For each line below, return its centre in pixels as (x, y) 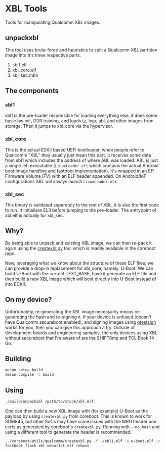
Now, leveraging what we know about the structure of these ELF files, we (80, 263)
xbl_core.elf (24, 70)
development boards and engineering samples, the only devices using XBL (81, 333)
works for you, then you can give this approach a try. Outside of (70, 327)
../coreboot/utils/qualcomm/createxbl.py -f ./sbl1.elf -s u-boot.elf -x (83, 441)
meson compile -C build (30, 375)
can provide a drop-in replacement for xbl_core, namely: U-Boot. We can (79, 268)
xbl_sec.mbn (25, 75)
